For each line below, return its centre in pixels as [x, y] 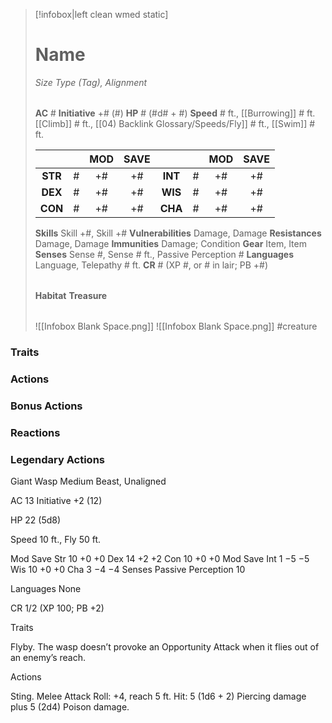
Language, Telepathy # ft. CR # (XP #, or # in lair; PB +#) [151, 265]
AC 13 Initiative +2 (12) [56, 500]
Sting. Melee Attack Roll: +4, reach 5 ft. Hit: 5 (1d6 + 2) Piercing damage [158, 696]
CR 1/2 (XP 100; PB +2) [57, 608]
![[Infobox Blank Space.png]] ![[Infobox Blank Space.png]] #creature [176, 326]
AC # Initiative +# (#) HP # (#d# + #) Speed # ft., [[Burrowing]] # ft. [175, 113]
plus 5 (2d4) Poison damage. [70, 706]
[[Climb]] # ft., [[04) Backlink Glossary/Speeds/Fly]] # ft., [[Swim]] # [175, 123]
